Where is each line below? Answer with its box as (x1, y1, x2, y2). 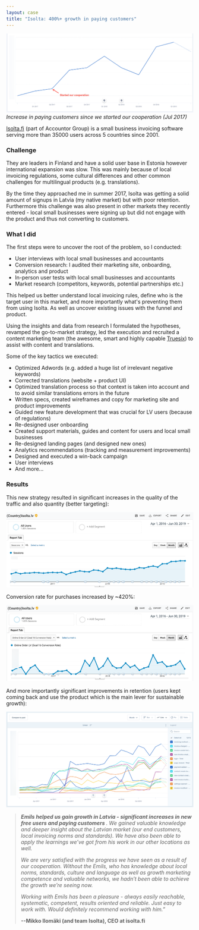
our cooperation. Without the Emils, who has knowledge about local (20, 862, 188, 869)
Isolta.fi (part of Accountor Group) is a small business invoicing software (6, 125, 184, 132)
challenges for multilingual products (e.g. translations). (6, 178, 140, 186)
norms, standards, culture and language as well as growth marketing (20, 869, 191, 876)
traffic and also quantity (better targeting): (6, 500, 109, 507)
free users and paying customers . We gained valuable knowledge (20, 819, 187, 827)
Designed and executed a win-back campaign (14, 453, 128, 460)
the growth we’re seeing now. (20, 881, 93, 888)
